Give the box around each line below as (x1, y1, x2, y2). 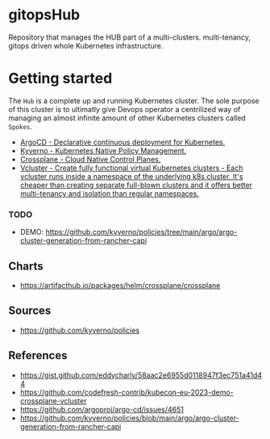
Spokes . (8, 121, 32, 131)
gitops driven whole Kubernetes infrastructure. (8, 40, 164, 50)
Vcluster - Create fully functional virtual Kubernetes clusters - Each (19, 163, 243, 173)
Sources (8, 304, 52, 318)
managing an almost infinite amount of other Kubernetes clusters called (8, 113, 246, 123)
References (8, 349, 68, 362)
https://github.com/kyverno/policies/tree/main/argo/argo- (45, 228, 238, 237)
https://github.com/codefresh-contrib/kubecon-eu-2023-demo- (19, 387, 234, 397)
